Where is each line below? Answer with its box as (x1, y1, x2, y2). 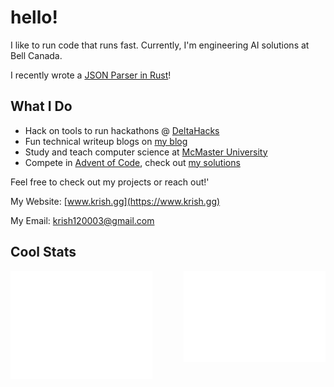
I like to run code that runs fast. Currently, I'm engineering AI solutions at (10, 39, 310, 51)
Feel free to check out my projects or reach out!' (10, 176, 210, 188)
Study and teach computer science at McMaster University (24, 146, 268, 158)
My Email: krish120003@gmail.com (10, 214, 155, 226)
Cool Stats (10, 244, 77, 261)
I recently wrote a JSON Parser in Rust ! (10, 69, 172, 81)
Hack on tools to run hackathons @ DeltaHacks (24, 124, 220, 136)
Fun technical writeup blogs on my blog (24, 135, 188, 147)
